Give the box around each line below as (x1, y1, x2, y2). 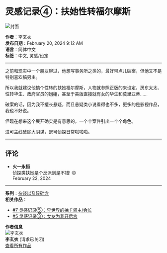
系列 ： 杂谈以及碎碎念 (5, 190, 49, 196)
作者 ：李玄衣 (5, 34, 31, 40)
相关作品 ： (5, 196, 27, 202)
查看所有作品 (5, 242, 31, 248)
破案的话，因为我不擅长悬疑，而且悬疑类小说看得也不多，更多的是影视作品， (5, 101, 162, 107)
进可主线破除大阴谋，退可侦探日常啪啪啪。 (5, 129, 92, 135)
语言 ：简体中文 (5, 46, 36, 52)
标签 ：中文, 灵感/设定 (5, 52, 49, 59)
